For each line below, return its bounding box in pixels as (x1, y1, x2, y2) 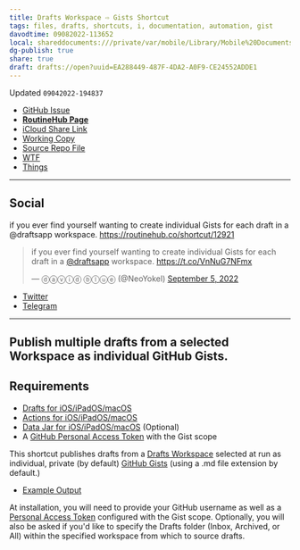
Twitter (21, 291, 49, 302)
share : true (9, 54, 54, 63)
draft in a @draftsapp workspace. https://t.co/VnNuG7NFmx (30, 255, 253, 266)
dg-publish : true (9, 46, 74, 55)
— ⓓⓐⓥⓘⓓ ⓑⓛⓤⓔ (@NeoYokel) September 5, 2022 (30, 273, 239, 284)
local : (9, 37, 34, 47)
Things (21, 162, 48, 172)
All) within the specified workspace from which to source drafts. (9, 530, 246, 541)
